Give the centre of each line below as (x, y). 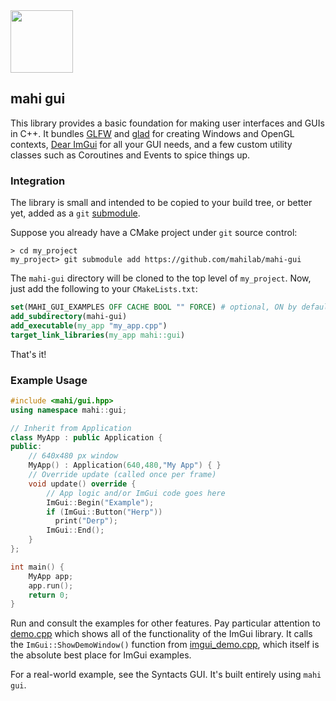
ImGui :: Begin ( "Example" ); (100, 502)
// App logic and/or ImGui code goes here (136, 493)
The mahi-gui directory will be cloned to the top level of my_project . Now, (161, 278)
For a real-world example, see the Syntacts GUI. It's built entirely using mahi (166, 675)
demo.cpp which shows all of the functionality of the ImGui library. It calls (161, 634)
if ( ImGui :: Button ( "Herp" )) (104, 512)
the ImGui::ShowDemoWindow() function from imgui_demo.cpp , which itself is (165, 645)
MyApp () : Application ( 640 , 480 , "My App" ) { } (125, 465)
